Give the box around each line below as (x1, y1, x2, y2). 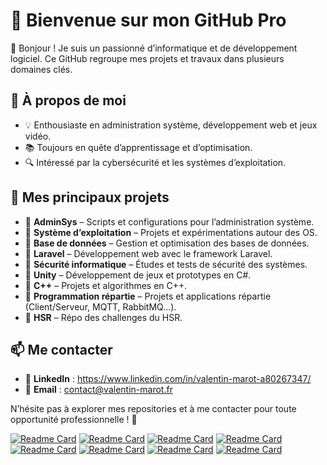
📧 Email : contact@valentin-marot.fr (24, 384, 173, 396)
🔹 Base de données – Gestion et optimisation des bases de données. (24, 237, 310, 249)
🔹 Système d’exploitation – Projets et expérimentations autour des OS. (24, 226, 318, 238)
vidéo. (24, 130, 52, 142)
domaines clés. (10, 63, 73, 75)
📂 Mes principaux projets (10, 189, 170, 206)
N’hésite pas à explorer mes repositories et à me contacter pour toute (10, 403, 297, 415)
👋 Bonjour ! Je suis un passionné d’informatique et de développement (10, 42, 298, 54)
